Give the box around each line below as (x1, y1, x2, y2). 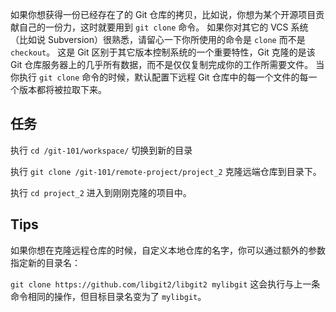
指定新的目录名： (10, 256, 81, 268)
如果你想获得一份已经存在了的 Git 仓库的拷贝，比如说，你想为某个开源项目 (10, 9, 317, 20)
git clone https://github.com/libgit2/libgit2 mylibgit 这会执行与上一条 (10, 278, 321, 290)
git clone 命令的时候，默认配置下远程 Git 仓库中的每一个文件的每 (38, 71, 309, 83)
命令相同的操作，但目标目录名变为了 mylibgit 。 (10, 290, 207, 302)
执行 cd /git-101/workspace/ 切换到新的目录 (10, 144, 193, 156)
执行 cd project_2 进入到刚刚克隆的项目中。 (10, 186, 192, 198)
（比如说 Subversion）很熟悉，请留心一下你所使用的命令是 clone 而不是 (10, 34, 306, 45)
